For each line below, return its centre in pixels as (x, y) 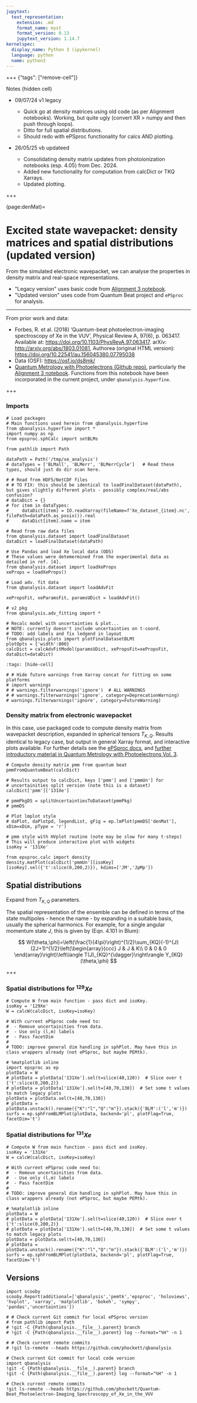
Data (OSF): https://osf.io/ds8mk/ (55, 361)
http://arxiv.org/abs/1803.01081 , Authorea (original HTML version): (94, 348)
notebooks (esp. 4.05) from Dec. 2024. (71, 165)
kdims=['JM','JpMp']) (127, 867)
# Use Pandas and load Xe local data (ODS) (60, 552)
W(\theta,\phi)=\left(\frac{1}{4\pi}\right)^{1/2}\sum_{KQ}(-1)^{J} (102, 942)
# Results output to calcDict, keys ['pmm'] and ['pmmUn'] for (85, 780)
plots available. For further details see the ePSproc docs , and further (89, 748)
